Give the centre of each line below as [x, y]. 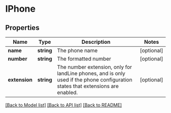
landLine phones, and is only [91, 73]
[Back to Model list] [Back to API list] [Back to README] [64, 105]
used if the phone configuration [94, 80]
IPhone [20, 9]
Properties [22, 28]
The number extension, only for [94, 67]
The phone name [77, 50]
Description [96, 42]
